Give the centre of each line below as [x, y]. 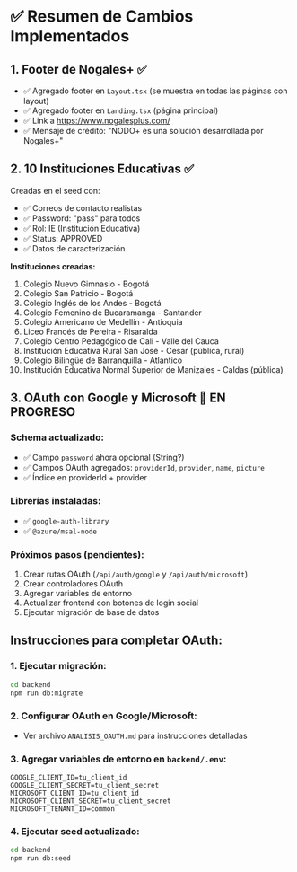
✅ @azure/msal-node [60, 531]
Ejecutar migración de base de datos [91, 612]
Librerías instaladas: [56, 501]
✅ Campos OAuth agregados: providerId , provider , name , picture [144, 467]
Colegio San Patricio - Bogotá [78, 293]
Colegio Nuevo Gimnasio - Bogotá [86, 284]
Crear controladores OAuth [73, 584]
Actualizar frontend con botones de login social [111, 603]
